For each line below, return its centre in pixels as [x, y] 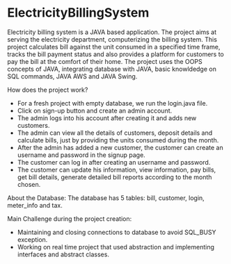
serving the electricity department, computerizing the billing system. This [112, 39]
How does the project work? [48, 90]
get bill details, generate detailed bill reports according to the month [114, 177]
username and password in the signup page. [81, 155]
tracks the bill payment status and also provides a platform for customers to [116, 54]
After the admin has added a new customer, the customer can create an [120, 147]
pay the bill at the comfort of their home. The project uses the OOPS [105, 61]
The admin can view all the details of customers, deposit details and [115, 133]
